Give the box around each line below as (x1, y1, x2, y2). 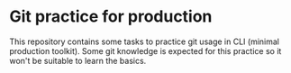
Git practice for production (9, 6, 213, 27)
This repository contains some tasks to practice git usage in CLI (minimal (9, 36, 279, 47)
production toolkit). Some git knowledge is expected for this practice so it (9, 45, 282, 56)
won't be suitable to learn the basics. (9, 55, 147, 66)
